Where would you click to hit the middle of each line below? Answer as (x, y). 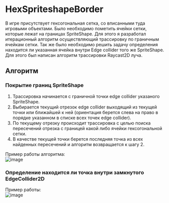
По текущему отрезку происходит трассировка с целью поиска (81, 123)
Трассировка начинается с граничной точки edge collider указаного (86, 96)
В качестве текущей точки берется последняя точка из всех (78, 139)
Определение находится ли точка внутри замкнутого (75, 172)
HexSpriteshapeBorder (54, 9)
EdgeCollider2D (25, 178)
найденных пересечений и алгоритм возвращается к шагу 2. (78, 144)
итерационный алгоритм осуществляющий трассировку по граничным (82, 39)
